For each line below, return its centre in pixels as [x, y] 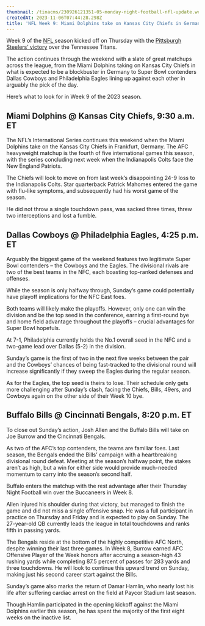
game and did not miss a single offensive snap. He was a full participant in [100, 511]
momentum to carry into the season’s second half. [69, 474]
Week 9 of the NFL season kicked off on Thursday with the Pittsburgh [94, 41]
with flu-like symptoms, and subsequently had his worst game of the [92, 191]
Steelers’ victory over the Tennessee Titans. [62, 47]
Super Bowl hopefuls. [33, 328]
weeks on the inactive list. [39, 617]
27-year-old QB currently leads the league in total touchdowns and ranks [98, 523]
